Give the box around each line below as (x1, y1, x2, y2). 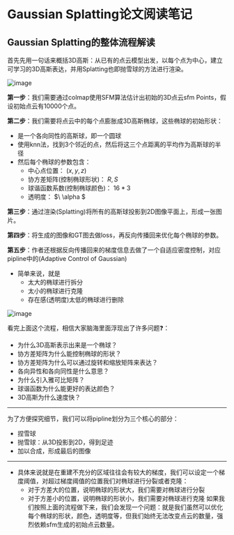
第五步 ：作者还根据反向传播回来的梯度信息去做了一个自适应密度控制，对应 (7, 246, 221, 254)
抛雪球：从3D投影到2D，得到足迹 (17, 438, 114, 446)
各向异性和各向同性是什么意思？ (17, 367, 109, 375)
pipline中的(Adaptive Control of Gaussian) (7, 255, 127, 262)
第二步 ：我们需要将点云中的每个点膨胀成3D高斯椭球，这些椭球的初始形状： (7, 116, 223, 125)
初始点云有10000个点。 (13, 102, 81, 110)
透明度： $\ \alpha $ (27, 193, 86, 201)
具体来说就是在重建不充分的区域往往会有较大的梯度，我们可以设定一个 (17, 468, 219, 476)
